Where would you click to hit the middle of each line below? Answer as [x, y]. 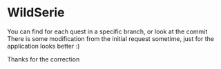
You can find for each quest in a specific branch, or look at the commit [107, 31]
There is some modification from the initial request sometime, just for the [110, 38]
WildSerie [36, 13]
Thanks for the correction [44, 59]
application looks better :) [44, 46]
